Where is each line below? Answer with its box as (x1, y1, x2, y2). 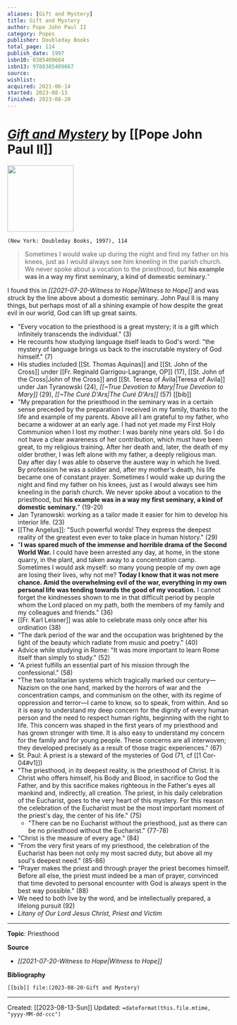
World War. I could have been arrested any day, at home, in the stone (17, 548, 220, 556)
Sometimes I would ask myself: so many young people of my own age (17, 563, 221, 571)
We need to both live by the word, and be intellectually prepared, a (17, 893, 212, 903)
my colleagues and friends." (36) (17, 608, 114, 617)
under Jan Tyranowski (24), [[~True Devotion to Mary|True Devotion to (17, 382, 224, 391)
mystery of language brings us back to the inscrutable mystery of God (17, 345, 222, 353)
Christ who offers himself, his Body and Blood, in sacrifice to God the (17, 773, 219, 782)
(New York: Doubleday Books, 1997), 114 (7, 237, 128, 244)
